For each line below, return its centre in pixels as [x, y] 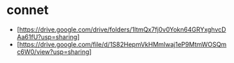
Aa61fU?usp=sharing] [48, 36]
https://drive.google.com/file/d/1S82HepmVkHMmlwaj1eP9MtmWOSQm [123, 44]
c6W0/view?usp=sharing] [54, 52]
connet [28, 10]
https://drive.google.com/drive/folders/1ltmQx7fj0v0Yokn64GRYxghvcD [123, 29]
